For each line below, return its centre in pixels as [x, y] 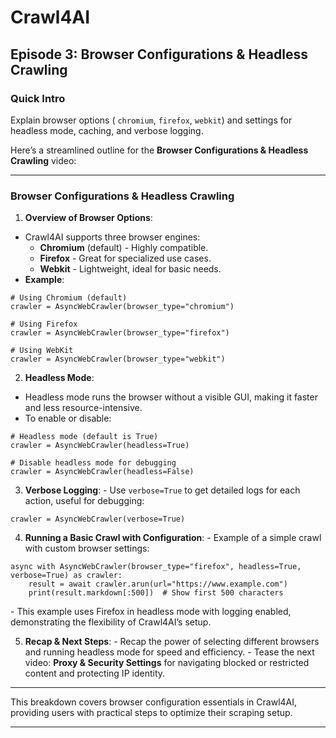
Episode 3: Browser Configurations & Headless [159, 54]
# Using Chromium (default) [69, 298]
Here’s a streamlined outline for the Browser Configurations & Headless [159, 150]
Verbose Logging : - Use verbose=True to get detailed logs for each [162, 490]
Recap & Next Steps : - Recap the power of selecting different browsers [172, 642]
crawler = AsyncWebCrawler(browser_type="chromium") [122, 307]
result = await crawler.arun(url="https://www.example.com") [158, 584]
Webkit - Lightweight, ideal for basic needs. [130, 269]
